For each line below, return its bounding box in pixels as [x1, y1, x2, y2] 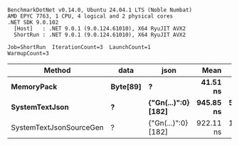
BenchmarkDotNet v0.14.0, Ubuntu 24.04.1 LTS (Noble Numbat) [7, 6, 193, 13]
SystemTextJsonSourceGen [11, 123, 105, 132]
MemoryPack [11, 82, 58, 91]
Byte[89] [110, 82, 142, 91]
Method [43, 65, 71, 75]
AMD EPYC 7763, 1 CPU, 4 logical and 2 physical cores [7, 13, 174, 20]
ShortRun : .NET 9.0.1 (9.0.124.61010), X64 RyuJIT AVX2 [14, 31, 186, 38]
